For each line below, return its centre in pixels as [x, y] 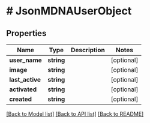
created [20, 99]
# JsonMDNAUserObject [69, 11]
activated [23, 89]
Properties [26, 33]
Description [88, 50]
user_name [25, 60]
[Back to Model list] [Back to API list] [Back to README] [75, 114]
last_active [25, 79]
